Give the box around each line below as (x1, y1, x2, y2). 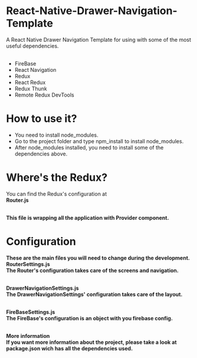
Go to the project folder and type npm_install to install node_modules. (14, 137, 184, 145)
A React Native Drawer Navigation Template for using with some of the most (6, 36, 192, 43)
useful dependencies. (6, 42, 59, 49)
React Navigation (14, 66, 57, 73)
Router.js (6, 196, 29, 204)
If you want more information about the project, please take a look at (6, 339, 177, 346)
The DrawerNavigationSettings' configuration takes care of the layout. (6, 290, 183, 298)
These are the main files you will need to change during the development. (6, 254, 190, 261)
